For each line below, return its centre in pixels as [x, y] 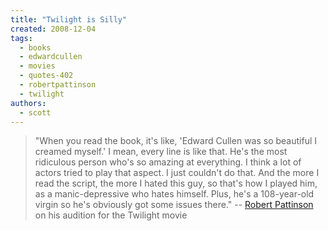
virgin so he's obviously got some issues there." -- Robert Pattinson [174, 205]
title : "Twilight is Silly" [69, 19]
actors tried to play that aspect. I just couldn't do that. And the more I [177, 173]
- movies [37, 66]
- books [35, 47]
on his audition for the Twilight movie [111, 215]
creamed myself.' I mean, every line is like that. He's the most [161, 152]
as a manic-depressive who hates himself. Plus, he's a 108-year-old [174, 194]
